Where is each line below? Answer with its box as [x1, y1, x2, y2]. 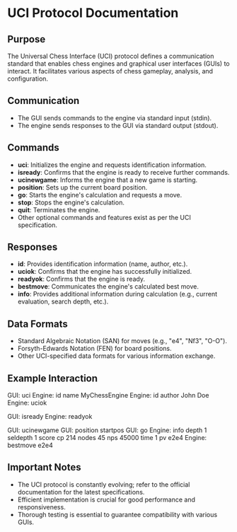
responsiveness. [17, 502, 66, 511]
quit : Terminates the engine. [17, 205, 100, 214]
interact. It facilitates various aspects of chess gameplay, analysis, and [7, 67, 214, 75]
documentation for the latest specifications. [17, 487, 145, 496]
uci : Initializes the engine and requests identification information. [17, 161, 207, 169]
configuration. [7, 74, 48, 83]
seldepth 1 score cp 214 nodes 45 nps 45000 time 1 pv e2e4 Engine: [7, 434, 207, 442]
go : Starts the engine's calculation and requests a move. [17, 190, 183, 199]
